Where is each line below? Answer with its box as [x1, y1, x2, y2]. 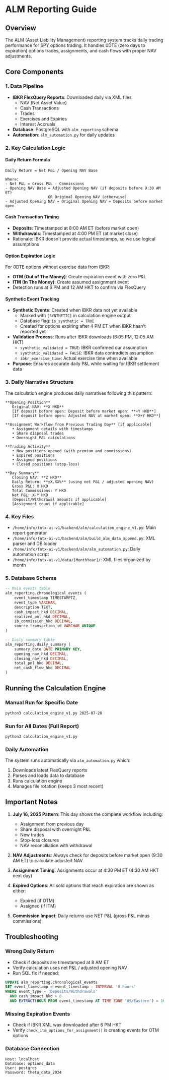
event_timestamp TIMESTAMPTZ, [14, 595, 78, 601]
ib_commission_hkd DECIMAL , [14, 619, 73, 624]
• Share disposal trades [12, 431, 64, 436]
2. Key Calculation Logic [5, 144, 66, 151]
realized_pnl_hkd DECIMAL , [14, 614, 71, 619]
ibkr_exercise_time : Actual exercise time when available [20, 355, 137, 362]
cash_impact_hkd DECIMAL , [14, 609, 69, 615]
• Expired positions [12, 453, 55, 458]
